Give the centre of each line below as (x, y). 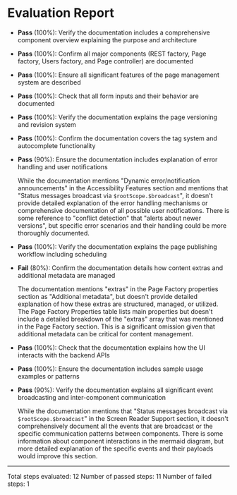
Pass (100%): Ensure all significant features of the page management (119, 75)
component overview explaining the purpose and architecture (107, 39)
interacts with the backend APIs (64, 355)
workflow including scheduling (62, 254)
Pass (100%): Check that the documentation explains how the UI (111, 348)
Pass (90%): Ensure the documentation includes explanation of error (117, 159)
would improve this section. (57, 456)
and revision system (47, 124)
